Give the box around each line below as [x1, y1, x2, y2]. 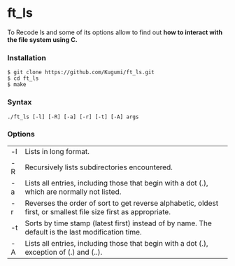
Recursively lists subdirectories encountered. [24, 162, 173, 172]
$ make [7, 81, 27, 88]
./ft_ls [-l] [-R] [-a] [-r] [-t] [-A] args [7, 113, 139, 120]
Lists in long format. [24, 146, 90, 156]
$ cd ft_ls [7, 75, 39, 82]
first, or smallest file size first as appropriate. [24, 206, 171, 216]
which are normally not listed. [24, 187, 122, 197]
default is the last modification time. [24, 227, 142, 237]
